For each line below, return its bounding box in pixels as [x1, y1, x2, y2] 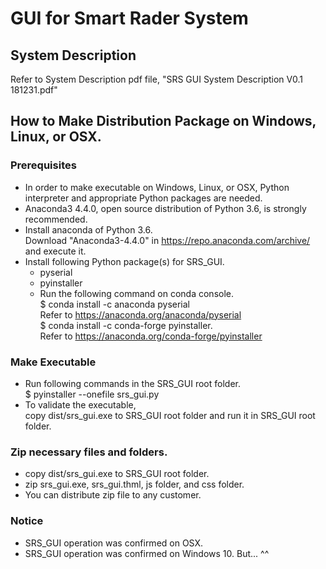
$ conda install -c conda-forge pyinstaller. [39, 319, 213, 331]
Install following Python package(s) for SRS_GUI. [24, 255, 225, 267]
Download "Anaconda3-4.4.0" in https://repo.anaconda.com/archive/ [24, 234, 311, 246]
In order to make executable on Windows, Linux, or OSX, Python [24, 181, 290, 193]
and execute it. [24, 245, 87, 257]
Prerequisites [10, 158, 77, 172]
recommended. [24, 213, 88, 225]
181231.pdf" [10, 84, 58, 96]
